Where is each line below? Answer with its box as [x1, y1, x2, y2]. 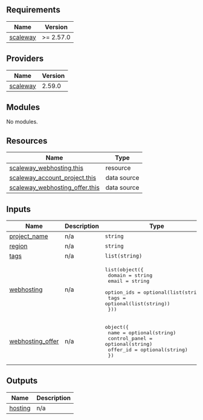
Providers [6, 54, 44, 64]
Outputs [6, 376, 38, 386]
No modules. [6, 118, 38, 126]
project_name [9, 232, 48, 241]
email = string [108, 278, 150, 285]
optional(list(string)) [105, 300, 170, 307]
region [9, 242, 28, 250]
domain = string [108, 272, 153, 279]
